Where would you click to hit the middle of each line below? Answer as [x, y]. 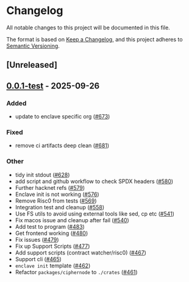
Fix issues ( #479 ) [37, 239]
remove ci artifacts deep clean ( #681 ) [62, 146]
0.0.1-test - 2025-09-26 [53, 86]
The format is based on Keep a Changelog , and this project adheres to [94, 39]
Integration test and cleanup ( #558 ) [60, 207]
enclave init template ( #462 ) [53, 266]
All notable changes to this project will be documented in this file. [88, 27]
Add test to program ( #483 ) [50, 226]
